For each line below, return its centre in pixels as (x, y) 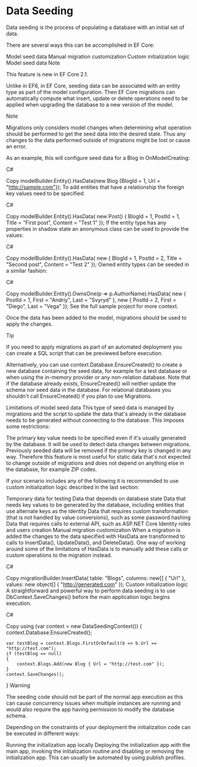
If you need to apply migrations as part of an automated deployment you (94, 347)
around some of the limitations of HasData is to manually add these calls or (97, 549)
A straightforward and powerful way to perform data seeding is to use (91, 591)
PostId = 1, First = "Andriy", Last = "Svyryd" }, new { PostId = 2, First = (91, 299)
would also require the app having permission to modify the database (91, 709)
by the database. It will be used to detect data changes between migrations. (98, 444)
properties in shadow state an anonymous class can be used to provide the (97, 228)
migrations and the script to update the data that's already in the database (96, 414)
